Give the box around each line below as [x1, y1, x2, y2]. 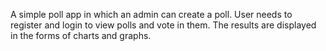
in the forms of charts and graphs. [10, 30, 152, 41]
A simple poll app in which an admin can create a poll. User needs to [10, 9, 293, 20]
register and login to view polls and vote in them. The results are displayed [10, 19, 317, 31]
